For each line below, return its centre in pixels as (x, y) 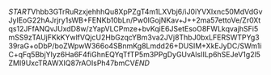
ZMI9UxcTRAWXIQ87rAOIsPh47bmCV (72, 63)
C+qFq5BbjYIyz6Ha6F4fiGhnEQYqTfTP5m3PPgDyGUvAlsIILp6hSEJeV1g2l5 (135, 54)
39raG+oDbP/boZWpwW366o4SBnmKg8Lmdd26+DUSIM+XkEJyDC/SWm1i (135, 46)
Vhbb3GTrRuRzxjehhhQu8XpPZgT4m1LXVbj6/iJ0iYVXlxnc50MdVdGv (147, 12)
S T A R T (20, 12)
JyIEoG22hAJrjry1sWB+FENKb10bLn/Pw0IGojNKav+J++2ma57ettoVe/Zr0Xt (135, 20)
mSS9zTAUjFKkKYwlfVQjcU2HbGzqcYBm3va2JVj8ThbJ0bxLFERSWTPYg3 (134, 37)
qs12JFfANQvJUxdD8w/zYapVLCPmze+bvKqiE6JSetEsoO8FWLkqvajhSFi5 (133, 29)
